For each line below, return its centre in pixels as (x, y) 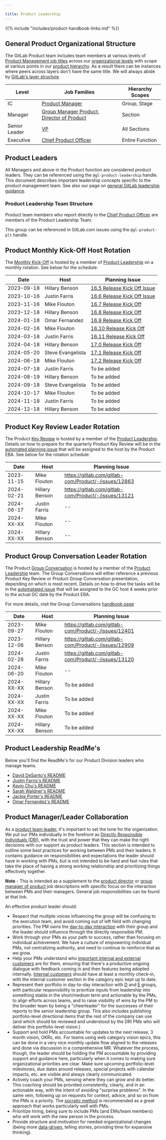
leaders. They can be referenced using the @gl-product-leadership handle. (82, 175)
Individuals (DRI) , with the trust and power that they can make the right (77, 840)
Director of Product (64, 118)
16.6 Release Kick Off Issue (123, 296)
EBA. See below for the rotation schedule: (48, 455)
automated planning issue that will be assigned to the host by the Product (80, 449)
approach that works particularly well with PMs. (61, 1106)
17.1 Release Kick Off (116, 353)
